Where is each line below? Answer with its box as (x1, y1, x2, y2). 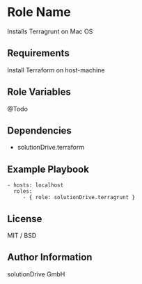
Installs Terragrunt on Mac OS (7, 27, 93, 35)
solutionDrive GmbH (7, 269, 65, 278)
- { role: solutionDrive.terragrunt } (22, 194, 136, 201)
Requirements (7, 47, 70, 59)
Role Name (7, 4, 71, 20)
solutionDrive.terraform (17, 143, 85, 152)
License (7, 213, 42, 225)
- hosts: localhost (7, 182, 64, 189)
